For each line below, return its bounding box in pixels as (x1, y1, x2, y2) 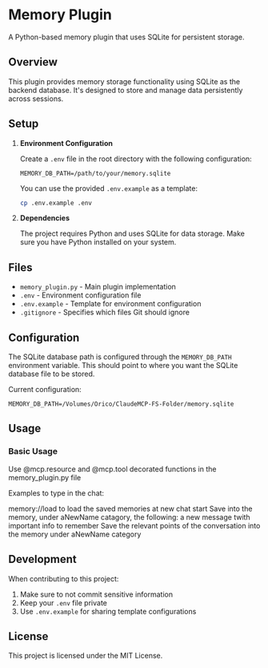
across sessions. (8, 94, 64, 103)
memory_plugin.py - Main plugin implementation (19, 282, 176, 292)
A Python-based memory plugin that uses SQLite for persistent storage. (8, 32, 246, 42)
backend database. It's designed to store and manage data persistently (8, 85, 243, 95)
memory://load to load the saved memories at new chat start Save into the (8, 504, 253, 513)
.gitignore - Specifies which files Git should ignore (19, 307, 190, 318)
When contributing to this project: (8, 573, 119, 583)
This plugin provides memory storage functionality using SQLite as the (8, 76, 241, 86)
